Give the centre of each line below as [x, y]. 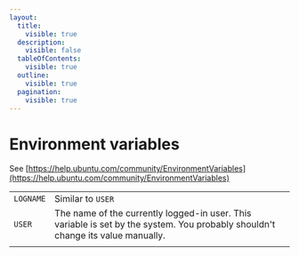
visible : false [53, 51]
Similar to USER [85, 199]
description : [41, 42]
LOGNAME [30, 199]
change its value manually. [110, 236]
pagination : [40, 92]
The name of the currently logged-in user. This [153, 213]
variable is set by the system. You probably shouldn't [165, 225]
